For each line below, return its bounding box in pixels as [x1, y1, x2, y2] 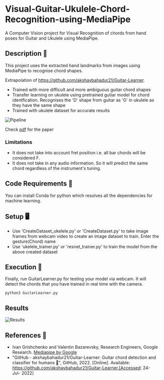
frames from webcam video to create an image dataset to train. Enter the [12, 233, 159, 239]
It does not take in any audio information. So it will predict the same [12, 160, 148, 166]
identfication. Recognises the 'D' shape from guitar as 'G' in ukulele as [12, 97, 154, 103]
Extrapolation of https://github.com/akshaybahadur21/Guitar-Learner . [5, 77, 145, 83]
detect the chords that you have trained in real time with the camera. [5, 281, 143, 287]
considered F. [12, 155, 40, 161]
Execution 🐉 [5, 263, 43, 271]
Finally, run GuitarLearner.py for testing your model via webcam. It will [5, 276, 146, 282]
